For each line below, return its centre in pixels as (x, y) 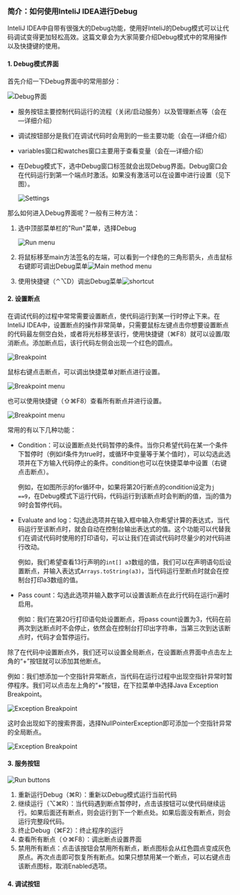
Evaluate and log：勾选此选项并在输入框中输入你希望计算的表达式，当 (120, 520)
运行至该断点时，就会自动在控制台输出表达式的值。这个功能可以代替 (124, 529)
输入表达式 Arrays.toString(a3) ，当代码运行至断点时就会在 (136, 571)
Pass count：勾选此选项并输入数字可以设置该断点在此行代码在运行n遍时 (124, 595)
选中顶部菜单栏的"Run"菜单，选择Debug (77, 228)
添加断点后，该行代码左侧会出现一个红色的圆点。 (104, 342)
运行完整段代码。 (43, 821)
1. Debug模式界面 (33, 64)
